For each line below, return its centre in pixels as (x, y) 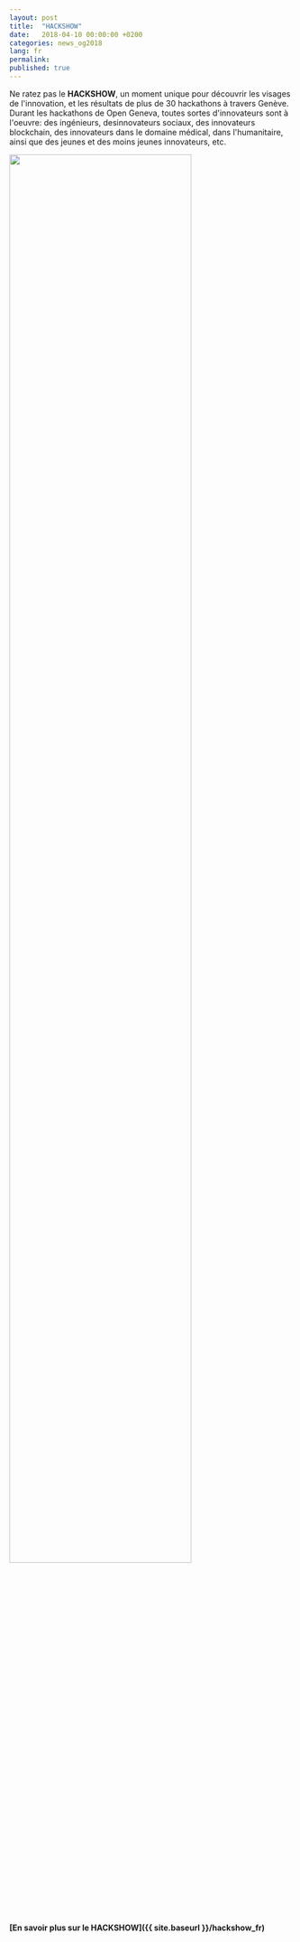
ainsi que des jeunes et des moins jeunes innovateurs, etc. (118, 142)
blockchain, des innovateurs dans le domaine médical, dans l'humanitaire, (146, 132)
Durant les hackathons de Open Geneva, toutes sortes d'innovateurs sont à (149, 113)
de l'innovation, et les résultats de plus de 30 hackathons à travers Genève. (149, 103)
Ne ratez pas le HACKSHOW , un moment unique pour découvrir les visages (150, 93)
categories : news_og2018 (56, 43)
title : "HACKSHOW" (46, 26)
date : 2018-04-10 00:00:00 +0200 (76, 34)
